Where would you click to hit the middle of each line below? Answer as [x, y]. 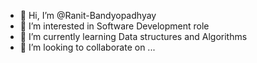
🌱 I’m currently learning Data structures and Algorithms [133, 36]
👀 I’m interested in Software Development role [114, 26]
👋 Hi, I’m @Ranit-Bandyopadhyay [88, 15]
